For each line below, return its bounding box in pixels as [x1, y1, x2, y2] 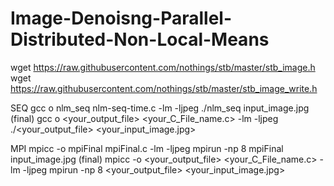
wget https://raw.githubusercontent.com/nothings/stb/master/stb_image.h [10, 61, 316, 73]
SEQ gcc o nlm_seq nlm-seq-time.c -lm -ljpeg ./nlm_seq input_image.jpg [10, 102, 310, 114]
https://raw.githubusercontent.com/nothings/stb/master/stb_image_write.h [10, 82, 318, 94]
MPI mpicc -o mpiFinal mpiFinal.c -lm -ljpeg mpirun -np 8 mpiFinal [10, 142, 284, 154]
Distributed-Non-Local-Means [10, 28, 270, 51]
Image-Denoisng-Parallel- [10, 7, 232, 30]
